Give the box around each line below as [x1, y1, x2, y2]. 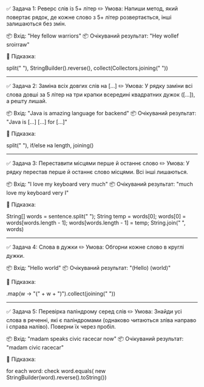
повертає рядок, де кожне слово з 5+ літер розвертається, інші [6, 14, 172, 21]
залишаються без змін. [6, 20, 67, 27]
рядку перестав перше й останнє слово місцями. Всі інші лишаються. [6, 169, 188, 175]
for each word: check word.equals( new [6, 368, 106, 374]
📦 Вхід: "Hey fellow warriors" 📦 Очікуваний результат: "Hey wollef [6, 32, 179, 39]
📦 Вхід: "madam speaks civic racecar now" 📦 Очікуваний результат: [6, 335, 184, 342]
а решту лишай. [6, 98, 47, 104]
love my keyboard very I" [6, 189, 69, 196]
